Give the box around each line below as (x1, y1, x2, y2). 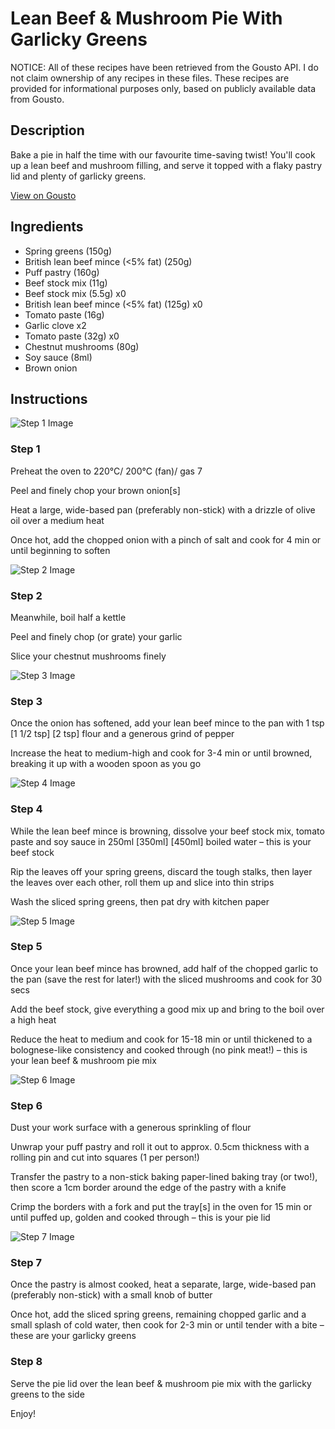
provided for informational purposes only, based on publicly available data (10, 82, 317, 94)
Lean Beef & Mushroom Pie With (10, 7, 283, 30)
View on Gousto (10, 189, 77, 201)
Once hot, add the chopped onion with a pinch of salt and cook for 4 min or (10, 533, 322, 546)
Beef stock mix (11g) (24, 277, 108, 289)
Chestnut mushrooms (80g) (24, 340, 140, 352)
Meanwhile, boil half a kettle (10, 611, 127, 623)
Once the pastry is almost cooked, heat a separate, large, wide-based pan (10, 1278, 317, 1291)
